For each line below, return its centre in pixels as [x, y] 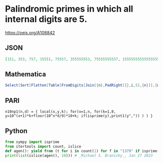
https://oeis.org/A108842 [30, 33]
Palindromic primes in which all [69, 9]
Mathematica [25, 74]
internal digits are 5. [46, 19]
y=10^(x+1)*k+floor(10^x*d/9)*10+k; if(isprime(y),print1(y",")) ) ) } [79, 116]
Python [16, 131]
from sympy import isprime [32, 142]
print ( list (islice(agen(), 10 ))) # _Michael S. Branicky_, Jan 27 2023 [79, 155]
